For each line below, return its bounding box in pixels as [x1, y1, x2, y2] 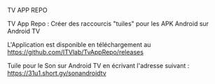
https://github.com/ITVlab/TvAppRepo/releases [7, 48, 144, 56]
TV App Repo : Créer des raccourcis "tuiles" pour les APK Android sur [7, 20, 209, 27]
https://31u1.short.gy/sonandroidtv [7, 69, 106, 77]
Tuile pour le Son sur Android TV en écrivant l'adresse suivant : [7, 62, 190, 69]
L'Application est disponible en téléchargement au [7, 41, 151, 48]
